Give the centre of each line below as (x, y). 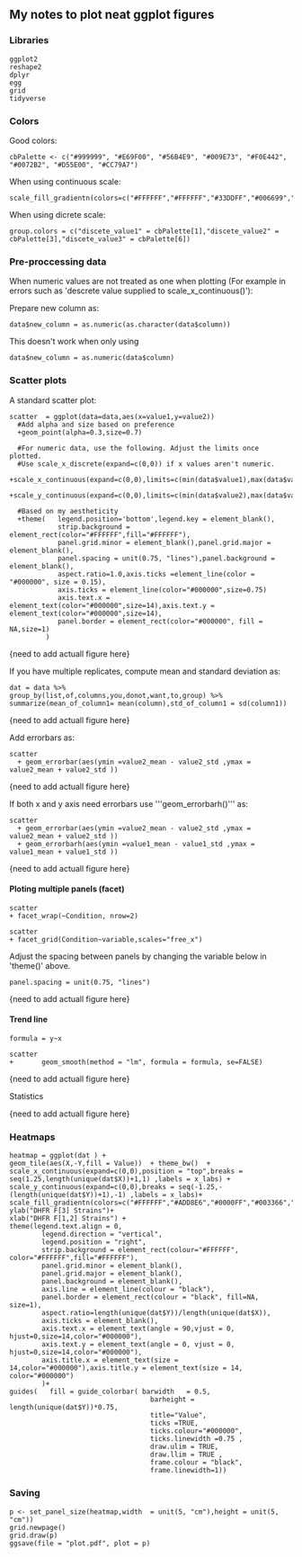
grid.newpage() (38, 1527)
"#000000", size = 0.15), (58, 582)
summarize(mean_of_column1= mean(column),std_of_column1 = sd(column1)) (148, 703)
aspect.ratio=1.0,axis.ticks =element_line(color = (156, 574)
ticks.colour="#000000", (196, 1431)
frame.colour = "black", (196, 1463)
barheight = (172, 1400)
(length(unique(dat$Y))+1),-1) (68, 1195)
